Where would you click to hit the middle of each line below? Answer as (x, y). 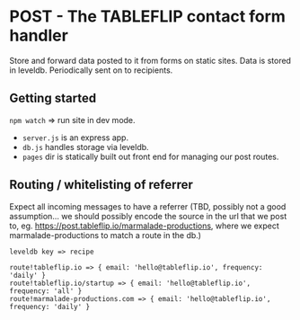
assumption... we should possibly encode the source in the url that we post (148, 216)
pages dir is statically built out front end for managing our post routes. (150, 156)
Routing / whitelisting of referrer (101, 185)
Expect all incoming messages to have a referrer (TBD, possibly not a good (148, 206)
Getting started (53, 98)
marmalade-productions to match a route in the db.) (106, 235)
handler (39, 36)
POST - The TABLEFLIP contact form (147, 17)
